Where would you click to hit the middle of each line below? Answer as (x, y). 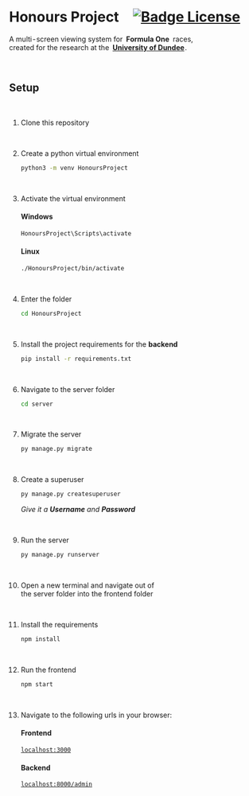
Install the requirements (59, 625)
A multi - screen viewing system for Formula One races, (101, 39)
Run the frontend (48, 670)
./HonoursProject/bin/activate (72, 268)
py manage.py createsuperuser (71, 494)
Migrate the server (51, 434)
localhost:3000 (46, 750)
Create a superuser (52, 480)
